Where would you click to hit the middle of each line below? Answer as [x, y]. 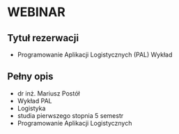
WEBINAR [37, 12]
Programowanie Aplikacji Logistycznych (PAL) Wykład [95, 54]
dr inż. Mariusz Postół [48, 93]
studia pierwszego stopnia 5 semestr [70, 115]
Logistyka [31, 108]
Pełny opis [30, 76]
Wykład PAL [34, 100]
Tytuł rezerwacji [43, 38]
